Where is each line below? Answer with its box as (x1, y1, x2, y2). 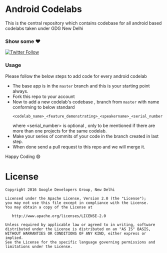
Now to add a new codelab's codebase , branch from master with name (12, 98, 159, 104)
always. (12, 88, 28, 94)
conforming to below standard (12, 104, 75, 110)
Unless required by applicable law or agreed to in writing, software (5, 222, 155, 227)
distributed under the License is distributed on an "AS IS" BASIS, (5, 226, 151, 232)
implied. (5, 235, 23, 240)
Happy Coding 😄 (5, 153, 41, 159)
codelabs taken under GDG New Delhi (5, 25, 83, 31)
